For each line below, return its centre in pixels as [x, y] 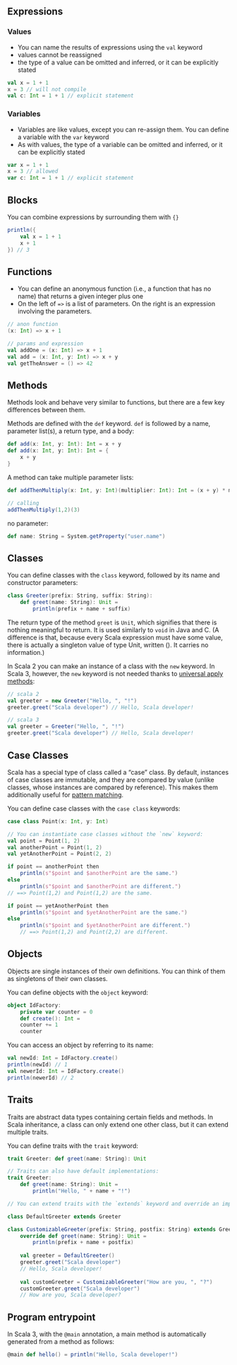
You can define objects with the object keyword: [78, 992]
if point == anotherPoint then [53, 867]
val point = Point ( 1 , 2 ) [44, 841]
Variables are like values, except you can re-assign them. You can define [123, 129]
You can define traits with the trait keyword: [73, 1146]
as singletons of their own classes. [57, 978]
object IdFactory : [34, 1005]
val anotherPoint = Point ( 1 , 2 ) [55, 847]
